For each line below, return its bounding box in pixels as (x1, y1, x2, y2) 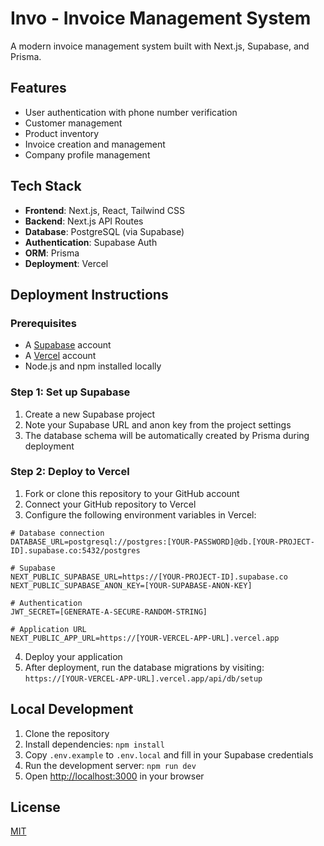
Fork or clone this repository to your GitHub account (24, 487, 240, 499)
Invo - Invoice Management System (10, 7, 312, 30)
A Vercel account (24, 350, 97, 362)
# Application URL (10, 624, 87, 634)
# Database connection (10, 528, 105, 538)
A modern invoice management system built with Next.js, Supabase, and (10, 40, 310, 52)
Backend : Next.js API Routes (24, 215, 144, 227)
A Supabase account (24, 339, 112, 351)
